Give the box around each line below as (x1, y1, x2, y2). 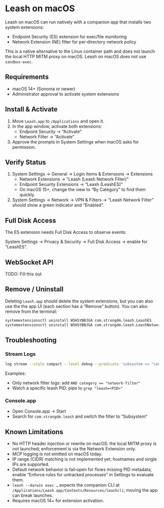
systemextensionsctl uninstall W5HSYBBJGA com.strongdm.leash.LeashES (5, 318, 152, 323)
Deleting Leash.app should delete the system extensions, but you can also (5, 298, 153, 304)
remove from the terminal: (5, 308, 58, 314)
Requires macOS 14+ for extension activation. (12, 498, 104, 504)
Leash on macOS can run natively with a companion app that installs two (5, 19, 151, 25)
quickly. (19, 192, 36, 198)
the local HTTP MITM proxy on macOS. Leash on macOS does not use (5, 53, 146, 59)
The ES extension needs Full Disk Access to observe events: (5, 229, 127, 235)
